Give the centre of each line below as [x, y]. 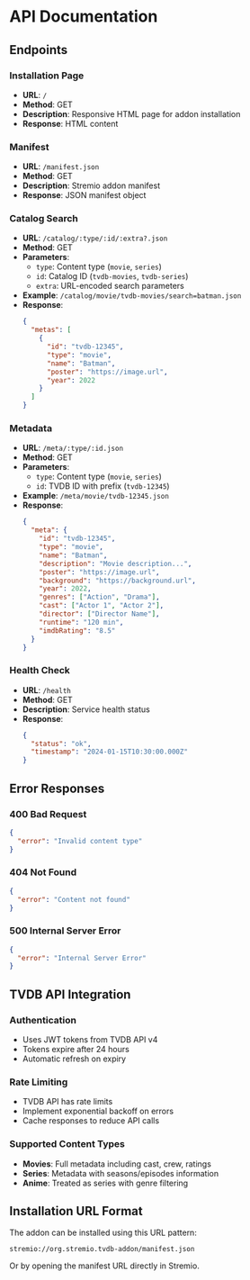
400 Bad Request [48, 814]
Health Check [40, 671]
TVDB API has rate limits [67, 1102]
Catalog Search [44, 219]
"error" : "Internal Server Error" [82, 958]
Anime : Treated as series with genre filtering [105, 1183]
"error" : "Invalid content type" [80, 841]
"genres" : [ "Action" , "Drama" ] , [99, 597]
